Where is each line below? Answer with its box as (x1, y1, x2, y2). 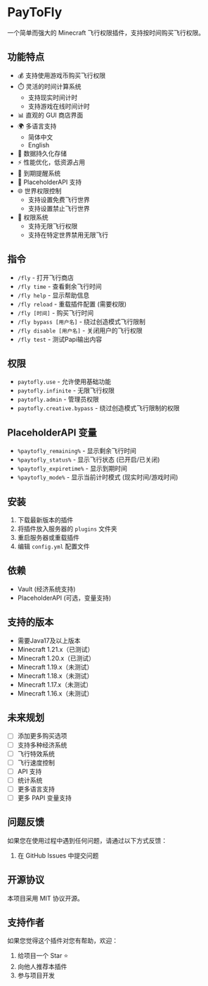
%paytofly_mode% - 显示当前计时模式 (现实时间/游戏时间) (17, 473, 178, 481)
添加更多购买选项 (17, 732, 67, 740)
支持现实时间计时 (27, 93, 78, 101)
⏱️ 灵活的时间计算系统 (17, 82, 82, 90)
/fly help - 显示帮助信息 (17, 290, 90, 300)
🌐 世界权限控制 (17, 186, 62, 195)
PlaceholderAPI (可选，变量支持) (17, 593, 112, 602)
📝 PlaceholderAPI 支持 (17, 178, 82, 186)
